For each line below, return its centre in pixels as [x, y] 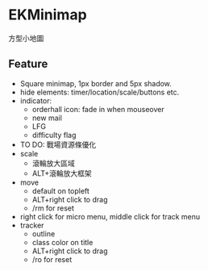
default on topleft [61, 190]
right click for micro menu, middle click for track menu [110, 216]
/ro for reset [52, 259]
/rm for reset [53, 208]
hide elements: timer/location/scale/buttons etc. [100, 92]
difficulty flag [54, 135]
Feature [28, 64]
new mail [47, 118]
